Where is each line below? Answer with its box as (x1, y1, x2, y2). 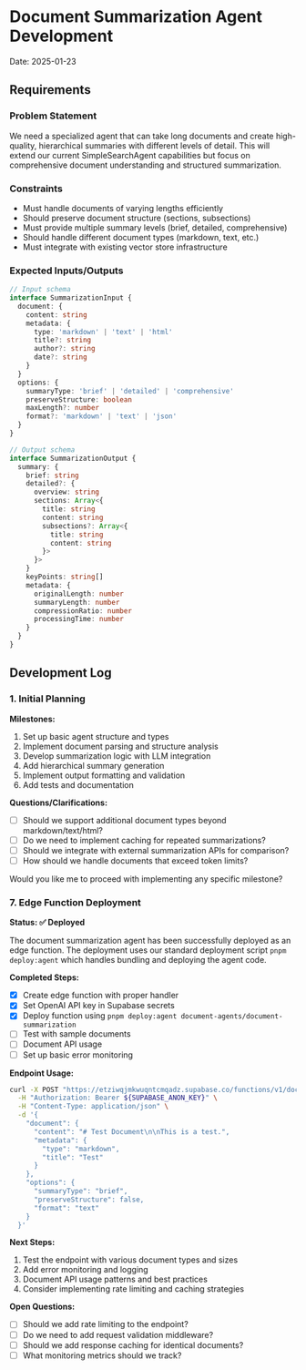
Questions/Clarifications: (9, 797, 107, 808)
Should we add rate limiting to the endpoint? (22, 1319, 189, 1330)
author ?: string (33, 344, 96, 353)
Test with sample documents (22, 1028, 131, 1039)
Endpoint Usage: (9, 1068, 75, 1079)
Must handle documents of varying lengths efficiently (22, 202, 224, 213)
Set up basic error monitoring (22, 1049, 134, 1060)
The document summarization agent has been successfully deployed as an (9, 935, 291, 946)
